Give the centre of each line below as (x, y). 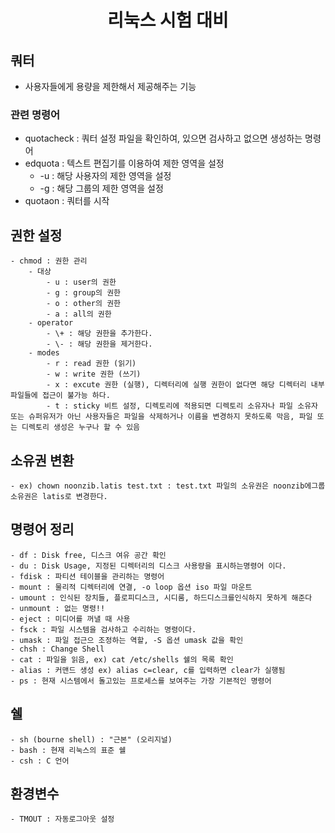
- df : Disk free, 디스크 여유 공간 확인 (88, 555)
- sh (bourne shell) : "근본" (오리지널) (91, 739)
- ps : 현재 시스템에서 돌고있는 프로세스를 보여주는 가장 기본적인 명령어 (141, 681)
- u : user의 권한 (81, 282)
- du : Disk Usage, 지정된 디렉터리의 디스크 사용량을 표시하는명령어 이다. (148, 566)
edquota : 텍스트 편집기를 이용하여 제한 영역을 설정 (124, 163)
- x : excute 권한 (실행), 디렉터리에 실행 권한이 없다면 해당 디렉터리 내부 (185, 385)
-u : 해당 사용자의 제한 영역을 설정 (105, 176)
